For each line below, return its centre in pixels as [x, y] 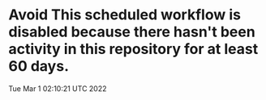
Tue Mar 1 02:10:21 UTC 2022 [58, 88]
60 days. [39, 67]
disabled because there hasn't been [132, 32]
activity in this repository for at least [133, 49]
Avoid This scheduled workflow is [125, 15]
